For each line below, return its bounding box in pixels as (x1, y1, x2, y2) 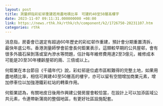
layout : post (5, 7, 32, 12)
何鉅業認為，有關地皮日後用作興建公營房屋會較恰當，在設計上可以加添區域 (5, 90, 154, 96)
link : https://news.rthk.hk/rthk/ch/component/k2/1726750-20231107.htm (5, 20, 153, 26)
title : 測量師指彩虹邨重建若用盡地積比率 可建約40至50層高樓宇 (5, 12, 120, 16)
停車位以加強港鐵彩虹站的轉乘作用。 (9, 79, 81, 85)
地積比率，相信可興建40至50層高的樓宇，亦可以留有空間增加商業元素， (9, 74, 152, 79)
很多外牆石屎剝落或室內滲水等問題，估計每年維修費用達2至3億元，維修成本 (5, 51, 155, 57)
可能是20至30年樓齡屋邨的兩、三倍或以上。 (5, 57, 92, 63)
